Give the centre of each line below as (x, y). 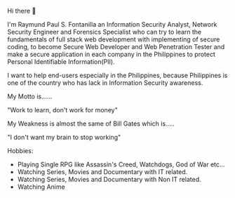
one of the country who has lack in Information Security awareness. (105, 83)
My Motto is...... (30, 96)
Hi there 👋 (22, 11)
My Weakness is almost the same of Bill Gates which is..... (91, 124)
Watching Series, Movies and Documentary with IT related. (102, 172)
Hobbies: (20, 151)
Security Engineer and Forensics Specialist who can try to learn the (105, 32)
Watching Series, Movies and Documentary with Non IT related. (109, 179)
